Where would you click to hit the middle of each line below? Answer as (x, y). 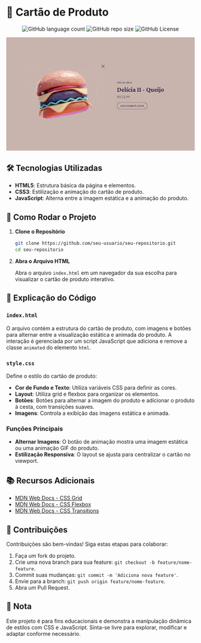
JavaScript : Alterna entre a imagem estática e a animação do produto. (102, 198)
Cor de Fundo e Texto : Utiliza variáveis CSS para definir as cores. (96, 388)
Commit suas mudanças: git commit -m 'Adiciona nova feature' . (96, 575)
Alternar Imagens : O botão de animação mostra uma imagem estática (101, 442)
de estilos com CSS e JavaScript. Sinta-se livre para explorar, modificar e (97, 627)
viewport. (27, 461)
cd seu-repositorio (39, 250)
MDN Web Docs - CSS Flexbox (53, 504)
